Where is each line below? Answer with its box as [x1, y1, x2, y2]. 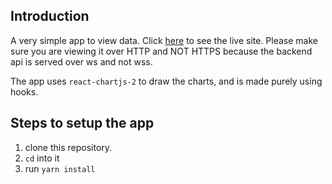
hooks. [10, 85, 39, 98]
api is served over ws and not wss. [10, 55, 153, 68]
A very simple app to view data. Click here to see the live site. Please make [10, 34, 319, 46]
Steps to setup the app [10, 115, 155, 132]
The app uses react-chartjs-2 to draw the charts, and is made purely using [10, 75, 323, 87]
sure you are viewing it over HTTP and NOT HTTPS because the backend [10, 45, 313, 57]
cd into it [24, 152, 60, 164]
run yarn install [24, 162, 96, 174]
